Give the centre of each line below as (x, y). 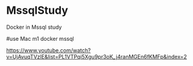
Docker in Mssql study (34, 27)
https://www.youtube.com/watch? (49, 50)
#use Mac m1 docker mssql (40, 38)
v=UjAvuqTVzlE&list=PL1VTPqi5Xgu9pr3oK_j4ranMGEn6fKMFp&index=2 (96, 56)
